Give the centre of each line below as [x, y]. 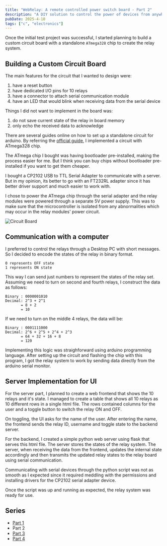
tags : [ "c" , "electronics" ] [34, 24]
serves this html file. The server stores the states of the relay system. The [81, 444]
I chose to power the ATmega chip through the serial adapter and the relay [81, 196]
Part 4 [19, 539]
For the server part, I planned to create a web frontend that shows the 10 [80, 393]
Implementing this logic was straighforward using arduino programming [78, 350]
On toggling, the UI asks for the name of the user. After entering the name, [81, 419]
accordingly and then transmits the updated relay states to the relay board [81, 455]
